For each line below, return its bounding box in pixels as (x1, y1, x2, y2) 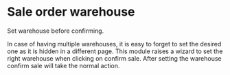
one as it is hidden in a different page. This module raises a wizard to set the (7, 47, 223, 55)
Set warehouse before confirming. (7, 27, 104, 35)
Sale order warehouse (7, 4, 135, 20)
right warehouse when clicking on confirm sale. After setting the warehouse (7, 54, 222, 62)
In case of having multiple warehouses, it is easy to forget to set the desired (7, 40, 222, 48)
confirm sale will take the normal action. (7, 61, 120, 70)
